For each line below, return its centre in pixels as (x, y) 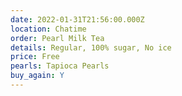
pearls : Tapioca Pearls (60, 66)
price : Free (35, 57)
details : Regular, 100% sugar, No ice (91, 47)
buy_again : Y (37, 76)
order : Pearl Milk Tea (57, 38)
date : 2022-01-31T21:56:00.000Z (77, 19)
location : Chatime (48, 29)
